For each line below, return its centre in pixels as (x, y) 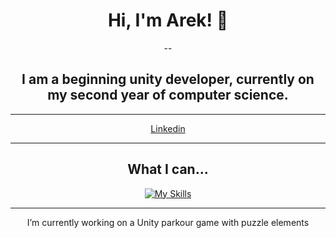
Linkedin (168, 128)
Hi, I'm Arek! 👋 (168, 20)
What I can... (168, 169)
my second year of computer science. (168, 95)
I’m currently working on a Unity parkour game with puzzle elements (168, 222)
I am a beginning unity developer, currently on (168, 79)
